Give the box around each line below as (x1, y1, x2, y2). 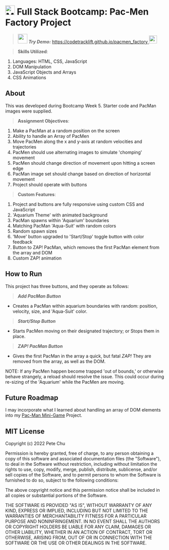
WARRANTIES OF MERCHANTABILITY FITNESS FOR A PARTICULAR (5, 513, 147, 519)
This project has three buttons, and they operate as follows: (5, 283, 129, 289)
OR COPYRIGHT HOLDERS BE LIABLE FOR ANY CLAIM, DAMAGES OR (5, 524, 151, 530)
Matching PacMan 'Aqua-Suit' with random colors (12, 223, 117, 229)
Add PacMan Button (17, 293, 62, 299)
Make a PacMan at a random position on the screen (12, 127, 120, 134)
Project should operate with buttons (12, 181, 87, 188)
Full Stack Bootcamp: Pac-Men (17, 6, 149, 18)
